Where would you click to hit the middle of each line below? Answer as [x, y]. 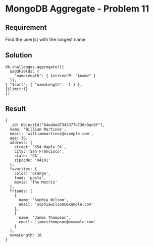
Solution [19, 55]
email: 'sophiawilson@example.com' [56, 204]
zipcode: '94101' [33, 160]
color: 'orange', [33, 173]
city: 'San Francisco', [39, 151]
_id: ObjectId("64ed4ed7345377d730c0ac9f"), [57, 125]
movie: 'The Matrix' [36, 182]
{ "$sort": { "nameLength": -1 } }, [44, 84]
